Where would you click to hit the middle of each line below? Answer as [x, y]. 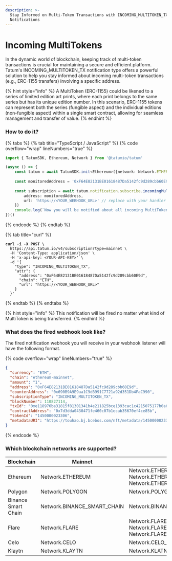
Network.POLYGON [64, 492]
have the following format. [33, 349]
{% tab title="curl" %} [28, 235]
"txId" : [18, 406]
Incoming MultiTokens [54, 45]
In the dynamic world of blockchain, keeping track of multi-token [73, 59]
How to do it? [22, 132]
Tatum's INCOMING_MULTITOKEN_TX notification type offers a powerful [82, 70]
